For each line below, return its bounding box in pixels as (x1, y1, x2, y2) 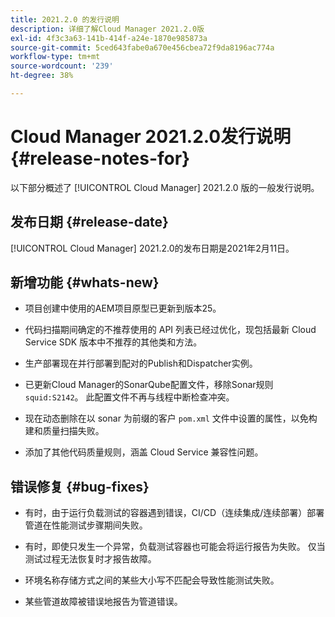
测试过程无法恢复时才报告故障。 (24, 553, 157, 565)
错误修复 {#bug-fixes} (10, 478, 150, 495)
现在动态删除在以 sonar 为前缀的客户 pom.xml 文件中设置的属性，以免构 (24, 412, 318, 425)
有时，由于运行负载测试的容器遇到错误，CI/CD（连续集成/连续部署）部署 (24, 507, 325, 519)
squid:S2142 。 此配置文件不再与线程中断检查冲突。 (24, 391, 235, 403)
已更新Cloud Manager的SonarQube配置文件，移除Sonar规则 (24, 379, 274, 391)
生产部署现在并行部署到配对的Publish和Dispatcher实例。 (24, 357, 258, 370)
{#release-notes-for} (10, 147, 191, 170)
